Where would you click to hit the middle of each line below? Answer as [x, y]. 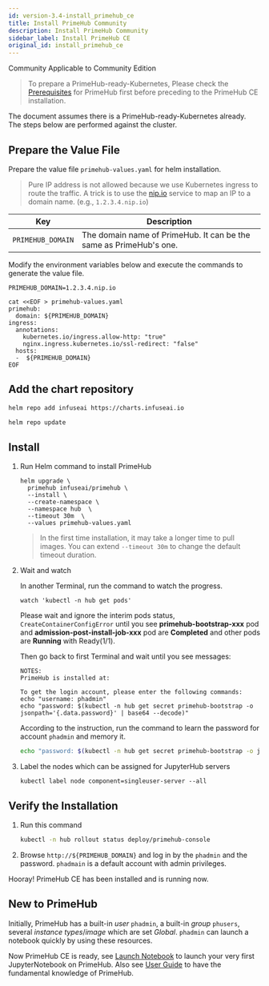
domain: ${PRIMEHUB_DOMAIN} [62, 316]
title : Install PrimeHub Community [68, 23]
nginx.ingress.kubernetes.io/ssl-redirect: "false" [110, 344]
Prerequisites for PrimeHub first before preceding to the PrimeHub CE [143, 92]
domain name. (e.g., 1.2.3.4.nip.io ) [88, 202]
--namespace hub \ [60, 509]
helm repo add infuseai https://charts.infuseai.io [96, 408]
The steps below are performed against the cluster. [93, 125]
